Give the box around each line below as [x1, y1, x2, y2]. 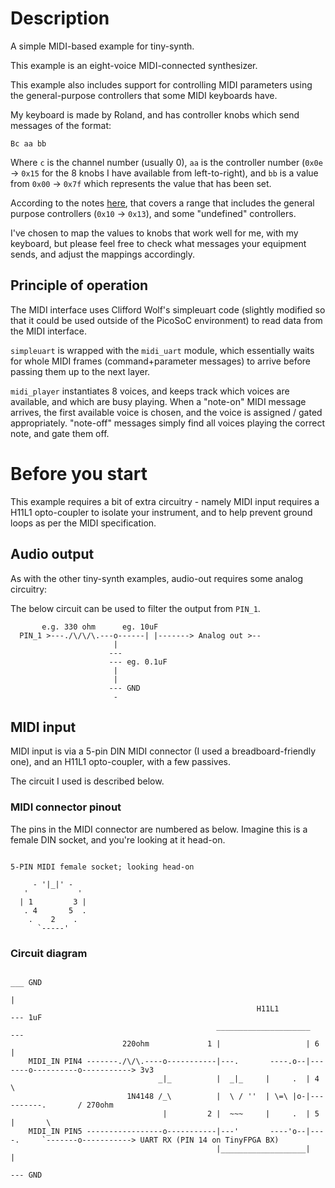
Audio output [10, 546, 95, 563]
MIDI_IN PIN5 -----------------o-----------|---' [28, 1126, 240, 1136]
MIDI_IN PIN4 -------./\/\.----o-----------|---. [28, 1056, 240, 1066]
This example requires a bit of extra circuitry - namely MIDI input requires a [10, 495, 320, 507]
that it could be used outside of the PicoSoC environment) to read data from [10, 314, 323, 326]
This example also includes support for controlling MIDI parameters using [10, 78, 313, 91]
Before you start [10, 462, 148, 485]
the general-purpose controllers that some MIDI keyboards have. [10, 89, 278, 101]
